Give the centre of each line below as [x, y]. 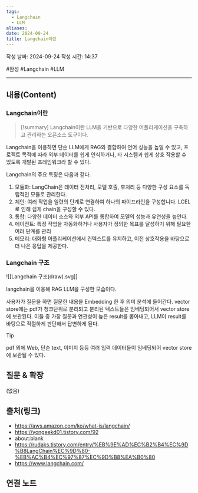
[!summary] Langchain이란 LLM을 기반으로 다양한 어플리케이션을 [96, 127]
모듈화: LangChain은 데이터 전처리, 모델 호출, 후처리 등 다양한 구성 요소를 [99, 187]
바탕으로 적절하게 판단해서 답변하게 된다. [52, 323]
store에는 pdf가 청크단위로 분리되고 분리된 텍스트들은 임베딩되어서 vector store [98, 309]
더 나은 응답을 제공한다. [42, 246]
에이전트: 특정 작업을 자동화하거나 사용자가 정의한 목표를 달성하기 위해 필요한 [103, 224]
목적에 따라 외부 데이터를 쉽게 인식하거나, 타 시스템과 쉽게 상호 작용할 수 [104, 155]
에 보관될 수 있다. [26, 355]
